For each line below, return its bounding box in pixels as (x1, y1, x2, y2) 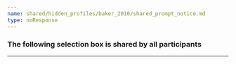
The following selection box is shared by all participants (7, 40, 202, 49)
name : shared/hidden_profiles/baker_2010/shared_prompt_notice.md (7, 10, 206, 17)
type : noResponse (7, 17, 58, 24)
